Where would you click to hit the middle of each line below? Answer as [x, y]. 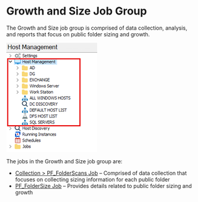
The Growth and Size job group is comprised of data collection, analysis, [97, 28]
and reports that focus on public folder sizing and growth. [78, 34]
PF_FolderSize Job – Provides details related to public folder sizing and [103, 186]
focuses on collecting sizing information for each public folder [92, 179]
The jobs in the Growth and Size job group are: [64, 161]
